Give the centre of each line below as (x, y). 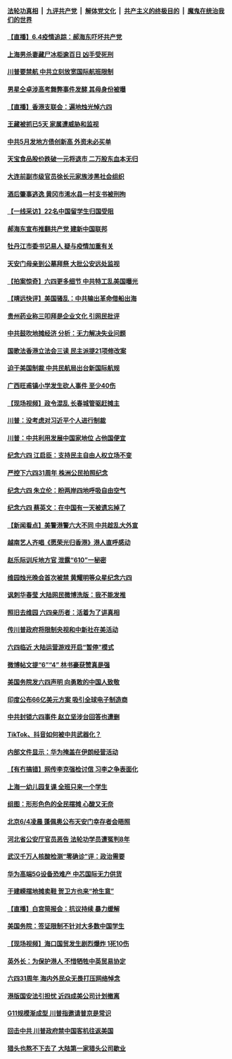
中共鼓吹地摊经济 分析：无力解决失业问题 (67, 333)
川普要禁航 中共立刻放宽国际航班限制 (60, 72)
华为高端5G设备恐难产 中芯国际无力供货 (65, 874)
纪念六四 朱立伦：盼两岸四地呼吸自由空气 (67, 490)
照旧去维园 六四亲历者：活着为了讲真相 (64, 612)
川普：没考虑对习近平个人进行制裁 (57, 421)
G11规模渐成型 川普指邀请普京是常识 (59, 1013)
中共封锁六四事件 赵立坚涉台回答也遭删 (64, 717)
